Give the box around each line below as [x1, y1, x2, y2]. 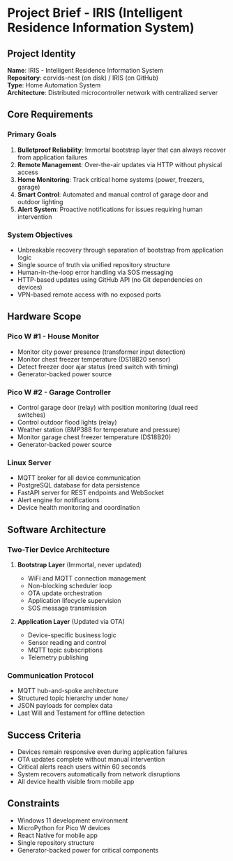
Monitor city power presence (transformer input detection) [17, 348, 186, 356]
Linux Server [7, 457, 52, 467]
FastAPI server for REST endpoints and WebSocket [17, 488, 164, 497]
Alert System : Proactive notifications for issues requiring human [17, 205, 203, 213]
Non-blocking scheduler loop [27, 581, 112, 590]
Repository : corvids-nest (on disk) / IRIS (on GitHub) [7, 73, 159, 82]
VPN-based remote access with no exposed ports [17, 290, 162, 299]
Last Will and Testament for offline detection [17, 709, 145, 718]
